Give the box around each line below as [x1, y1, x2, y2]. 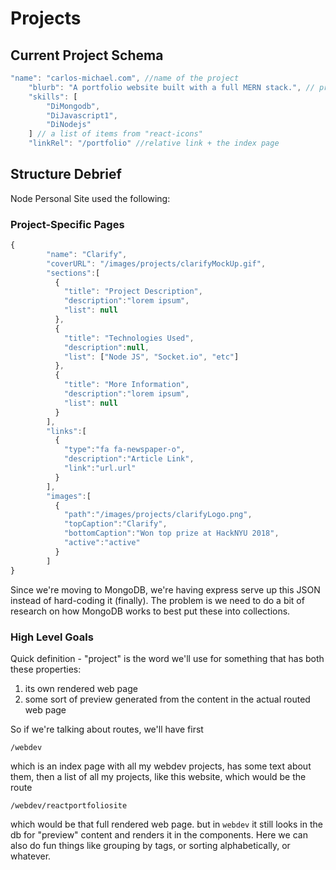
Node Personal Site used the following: [10, 192, 171, 204]
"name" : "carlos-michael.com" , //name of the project [10, 73, 240, 83]
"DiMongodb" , [46, 101, 101, 111]
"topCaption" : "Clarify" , [63, 519, 168, 529]
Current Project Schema [10, 47, 164, 64]
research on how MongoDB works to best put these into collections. [10, 605, 291, 617]
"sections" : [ [46, 268, 101, 278]
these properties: [10, 663, 82, 675]
